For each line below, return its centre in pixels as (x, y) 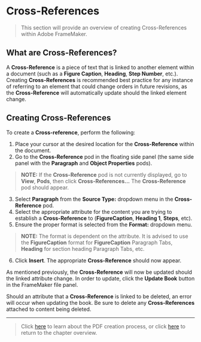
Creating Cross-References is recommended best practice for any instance (100, 80)
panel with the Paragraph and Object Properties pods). (83, 163)
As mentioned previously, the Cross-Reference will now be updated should (99, 272)
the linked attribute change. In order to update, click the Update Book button (100, 278)
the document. (33, 150)
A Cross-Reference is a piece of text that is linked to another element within (100, 67)
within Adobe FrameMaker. (54, 34)
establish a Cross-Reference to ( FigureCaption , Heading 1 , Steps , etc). (103, 218)
